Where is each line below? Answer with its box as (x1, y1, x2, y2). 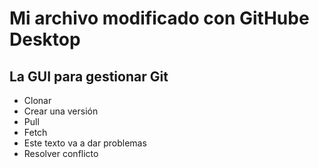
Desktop (9, 28, 81, 51)
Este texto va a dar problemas (23, 137, 147, 149)
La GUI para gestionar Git (9, 68, 169, 85)
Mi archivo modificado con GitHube (9, 7, 310, 30)
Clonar (23, 95, 52, 106)
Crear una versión (23, 105, 99, 117)
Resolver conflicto (23, 148, 99, 159)
